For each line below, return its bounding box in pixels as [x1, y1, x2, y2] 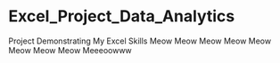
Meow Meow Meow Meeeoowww [8, 44, 133, 55]
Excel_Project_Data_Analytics [8, 6, 235, 27]
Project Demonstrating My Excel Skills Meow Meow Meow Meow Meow [8, 35, 272, 46]
